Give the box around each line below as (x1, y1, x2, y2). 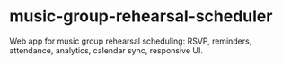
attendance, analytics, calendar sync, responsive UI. (9, 44, 204, 55)
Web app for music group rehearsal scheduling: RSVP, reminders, (9, 36, 252, 46)
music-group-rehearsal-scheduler (9, 6, 273, 27)
